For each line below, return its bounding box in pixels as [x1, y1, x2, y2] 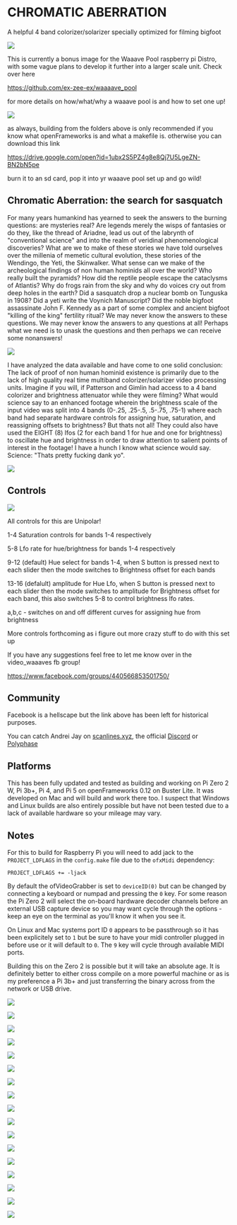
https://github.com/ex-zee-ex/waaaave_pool [7, 83, 138, 92]
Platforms [7, 760, 51, 772]
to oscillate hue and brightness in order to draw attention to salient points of [7, 436, 228, 444]
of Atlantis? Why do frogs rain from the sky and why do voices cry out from [7, 281, 226, 289]
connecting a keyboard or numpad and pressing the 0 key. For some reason [7, 890, 227, 897]
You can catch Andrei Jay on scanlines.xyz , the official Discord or [7, 732, 199, 740]
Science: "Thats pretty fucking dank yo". [7, 451, 126, 459]
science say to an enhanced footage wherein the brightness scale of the [7, 398, 218, 407]
